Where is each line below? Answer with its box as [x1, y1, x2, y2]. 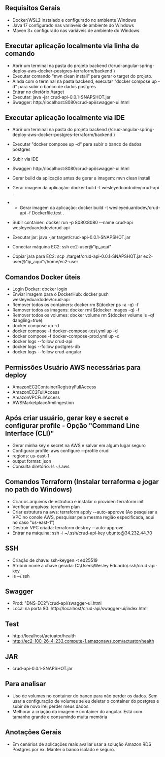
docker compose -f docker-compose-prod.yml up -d [12, 333, 120, 339]
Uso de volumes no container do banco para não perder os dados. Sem [12, 692, 158, 699]
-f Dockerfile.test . [27, 210, 65, 216]
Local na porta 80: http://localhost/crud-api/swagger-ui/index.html [12, 606, 148, 612]
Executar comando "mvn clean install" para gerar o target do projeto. [12, 73, 153, 79]
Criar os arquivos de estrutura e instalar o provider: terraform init [12, 498, 144, 504]
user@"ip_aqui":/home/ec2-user [12, 259, 79, 265]
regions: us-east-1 [12, 453, 50, 459]
